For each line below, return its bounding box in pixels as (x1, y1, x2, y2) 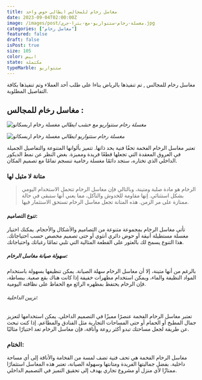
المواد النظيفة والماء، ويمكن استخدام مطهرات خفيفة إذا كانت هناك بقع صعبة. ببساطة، (7, 274, 197, 281)
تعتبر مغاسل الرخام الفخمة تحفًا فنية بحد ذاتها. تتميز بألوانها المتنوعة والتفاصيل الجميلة (7, 144, 196, 152)
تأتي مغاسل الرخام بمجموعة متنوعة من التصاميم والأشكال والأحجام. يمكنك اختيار (7, 225, 186, 233)
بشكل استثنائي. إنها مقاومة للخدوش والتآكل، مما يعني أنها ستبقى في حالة (21, 192, 184, 199)
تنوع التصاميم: (7, 212, 38, 219)
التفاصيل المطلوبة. (7, 88, 49, 95)
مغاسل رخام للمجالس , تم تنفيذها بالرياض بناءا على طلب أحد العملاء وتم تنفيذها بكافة (7, 81, 196, 88)
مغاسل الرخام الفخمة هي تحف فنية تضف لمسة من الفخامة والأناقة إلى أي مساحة (7, 354, 188, 361)
